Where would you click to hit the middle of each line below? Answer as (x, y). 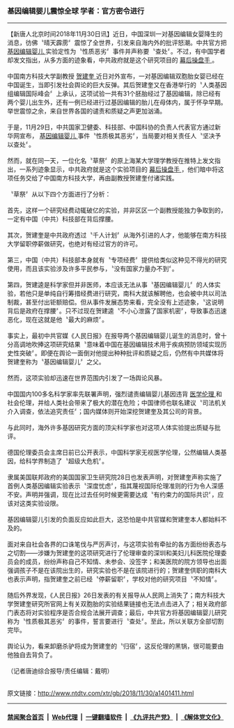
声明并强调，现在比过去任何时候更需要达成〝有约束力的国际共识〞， (122, 495)
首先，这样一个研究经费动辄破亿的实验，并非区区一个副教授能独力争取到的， (117, 210)
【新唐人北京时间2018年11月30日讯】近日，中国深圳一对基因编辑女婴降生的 (115, 34)
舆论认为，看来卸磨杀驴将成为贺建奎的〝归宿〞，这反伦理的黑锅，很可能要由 (116, 646)
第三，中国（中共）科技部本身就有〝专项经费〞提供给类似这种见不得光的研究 (117, 260)
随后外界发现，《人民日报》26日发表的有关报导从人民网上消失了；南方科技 (113, 595)
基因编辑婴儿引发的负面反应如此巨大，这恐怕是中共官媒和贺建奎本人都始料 (114, 520)
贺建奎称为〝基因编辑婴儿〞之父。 (56, 362)
